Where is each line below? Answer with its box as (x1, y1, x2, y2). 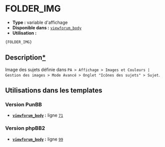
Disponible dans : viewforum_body (12, 24, 82, 30)
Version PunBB (5, 101, 42, 108)
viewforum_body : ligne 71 (12, 112, 64, 118)
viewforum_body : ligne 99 (12, 136, 64, 142)
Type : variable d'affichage (12, 19, 68, 25)
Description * (5, 53, 46, 62)
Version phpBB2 (5, 125, 46, 132)
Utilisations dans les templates (5, 86, 103, 95)
